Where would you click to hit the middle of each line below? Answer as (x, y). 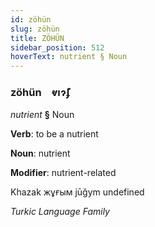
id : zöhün (31, 19)
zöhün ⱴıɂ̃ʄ (40, 93)
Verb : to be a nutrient (54, 134)
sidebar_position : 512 (57, 47)
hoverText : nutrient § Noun (69, 57)
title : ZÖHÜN (37, 38)
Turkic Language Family (60, 212)
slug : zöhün (35, 29)
